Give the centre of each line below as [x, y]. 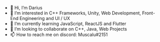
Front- [149, 13]
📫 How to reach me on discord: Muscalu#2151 [59, 34]
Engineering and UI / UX [45, 18]
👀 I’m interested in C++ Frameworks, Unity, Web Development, [75, 13]
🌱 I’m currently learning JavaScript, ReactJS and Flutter [68, 23]
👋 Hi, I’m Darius [26, 8]
